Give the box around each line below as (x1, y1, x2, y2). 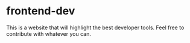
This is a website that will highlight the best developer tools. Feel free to (6, 24, 185, 31)
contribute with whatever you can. (6, 30, 92, 37)
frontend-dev (6, 4, 75, 18)
